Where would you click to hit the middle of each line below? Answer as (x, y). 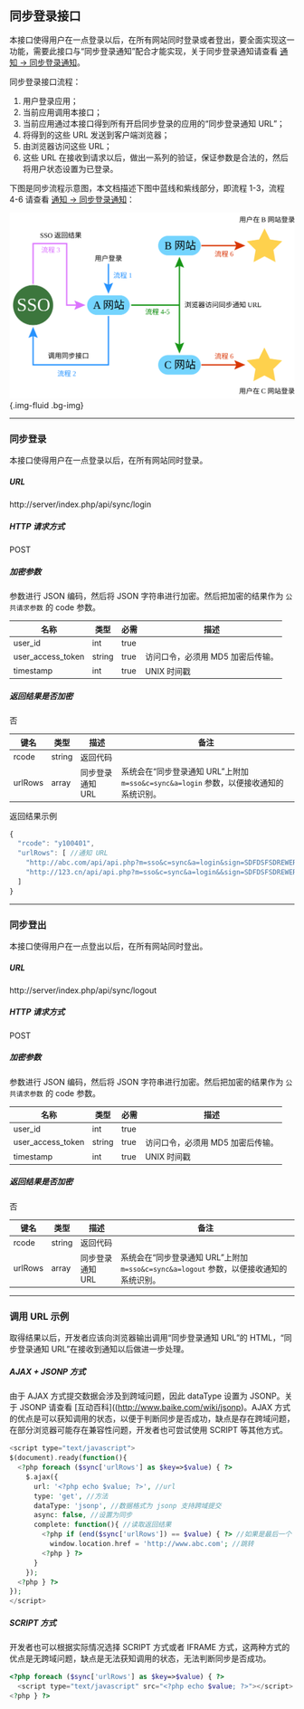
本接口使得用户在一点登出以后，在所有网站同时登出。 (109, 946)
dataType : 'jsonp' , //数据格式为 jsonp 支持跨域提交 (127, 1505)
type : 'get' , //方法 (71, 1496)
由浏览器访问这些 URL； (67, 146)
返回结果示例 (33, 816)
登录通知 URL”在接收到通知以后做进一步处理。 (103, 1349)
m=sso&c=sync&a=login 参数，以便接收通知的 (202, 783)
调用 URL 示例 (39, 1316)
